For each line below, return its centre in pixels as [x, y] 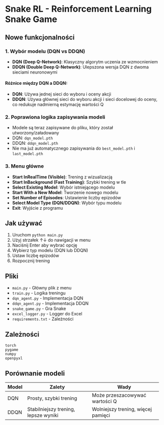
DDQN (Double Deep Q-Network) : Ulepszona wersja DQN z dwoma [80, 67]
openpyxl [14, 358]
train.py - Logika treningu [39, 293]
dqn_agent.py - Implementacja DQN [48, 298]
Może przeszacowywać [119, 395]
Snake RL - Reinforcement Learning [79, 9]
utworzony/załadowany [36, 133]
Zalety [57, 387]
